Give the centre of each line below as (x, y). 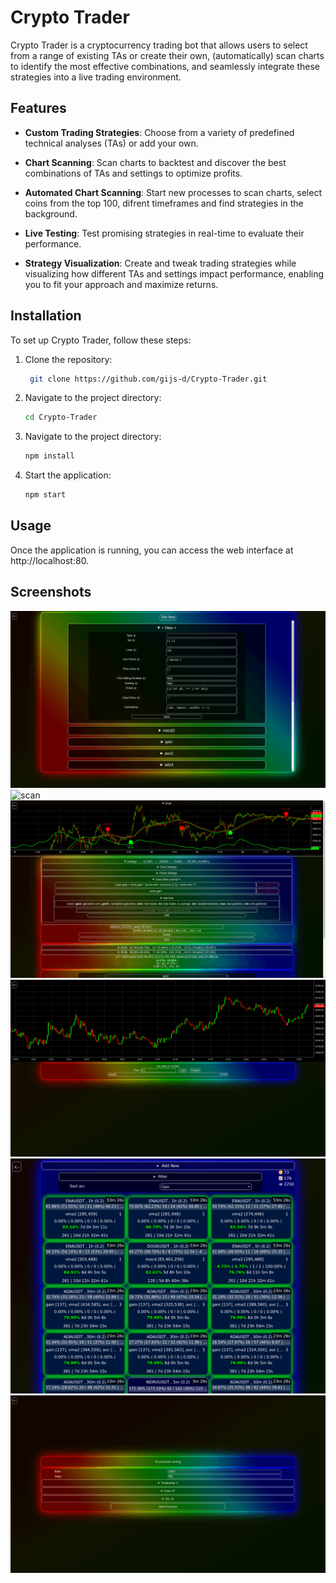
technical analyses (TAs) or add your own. (111, 143)
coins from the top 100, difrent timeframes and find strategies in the (164, 203)
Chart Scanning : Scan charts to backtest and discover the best (155, 162)
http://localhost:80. (50, 560)
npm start (45, 495)
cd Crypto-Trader (61, 417)
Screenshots (51, 592)
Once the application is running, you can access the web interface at (152, 550)
